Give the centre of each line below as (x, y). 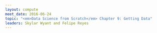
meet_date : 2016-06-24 (28, 14)
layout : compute (22, 9)
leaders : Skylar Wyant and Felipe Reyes (47, 23)
